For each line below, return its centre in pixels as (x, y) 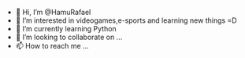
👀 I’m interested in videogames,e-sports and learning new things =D (126, 20)
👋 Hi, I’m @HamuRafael (53, 12)
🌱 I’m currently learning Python (66, 29)
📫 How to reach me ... (52, 46)
